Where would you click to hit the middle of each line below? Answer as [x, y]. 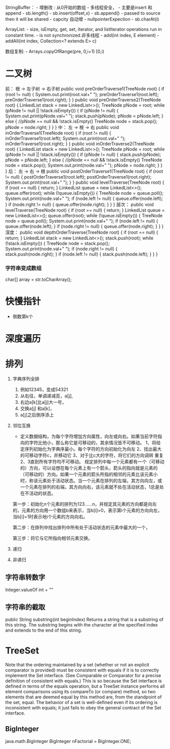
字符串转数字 [25, 577]
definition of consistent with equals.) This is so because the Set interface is [83, 681]
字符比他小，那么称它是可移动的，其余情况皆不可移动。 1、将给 [95, 443]
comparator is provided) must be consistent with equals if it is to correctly [82, 670]
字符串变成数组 [24, 268]
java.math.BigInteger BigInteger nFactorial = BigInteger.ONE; [68, 741]
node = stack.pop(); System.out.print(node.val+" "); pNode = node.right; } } [84, 165]
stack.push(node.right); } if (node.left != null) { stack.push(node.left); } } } [81, 254]
